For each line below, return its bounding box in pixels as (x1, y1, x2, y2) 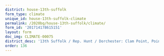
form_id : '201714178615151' (5, 25, 62, 30)
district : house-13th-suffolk (5, 7, 67, 12)
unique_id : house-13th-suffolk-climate (5, 16, 86, 21)
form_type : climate (5, 12, 45, 17)
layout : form (5, 30, 32, 35)
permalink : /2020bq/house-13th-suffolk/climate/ (5, 20, 106, 26)
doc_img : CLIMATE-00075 (5, 35, 54, 39)
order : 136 (5, 43, 27, 48)
